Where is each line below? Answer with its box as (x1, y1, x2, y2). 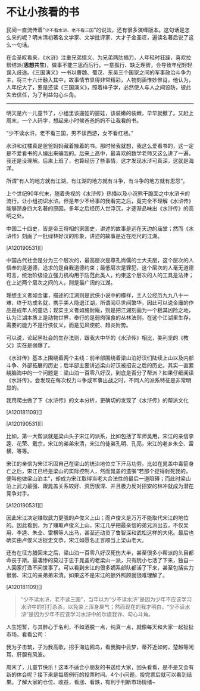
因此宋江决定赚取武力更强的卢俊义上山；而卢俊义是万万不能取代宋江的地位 (6, 514, 189, 521)
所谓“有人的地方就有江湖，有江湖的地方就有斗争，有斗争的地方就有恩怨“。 (6, 177, 189, 184)
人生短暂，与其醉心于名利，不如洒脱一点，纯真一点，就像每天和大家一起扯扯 (6, 623, 194, 630)
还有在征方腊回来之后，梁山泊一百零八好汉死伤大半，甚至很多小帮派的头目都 (6, 549, 194, 556)
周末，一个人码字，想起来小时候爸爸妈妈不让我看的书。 (6, 117, 142, 124)
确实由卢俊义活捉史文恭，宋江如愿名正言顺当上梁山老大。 (6, 536, 147, 543)
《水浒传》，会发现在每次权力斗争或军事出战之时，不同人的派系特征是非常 (6, 376, 186, 383)
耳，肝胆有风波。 (6, 650, 48, 658)
